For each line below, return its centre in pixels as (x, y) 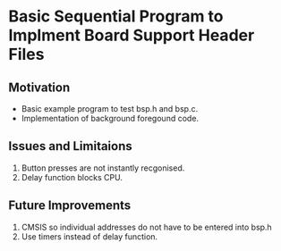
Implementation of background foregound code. (110, 118)
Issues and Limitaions (71, 146)
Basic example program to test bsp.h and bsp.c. (110, 109)
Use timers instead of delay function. (89, 236)
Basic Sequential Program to (116, 17)
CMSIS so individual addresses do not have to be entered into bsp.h (146, 227)
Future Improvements (70, 206)
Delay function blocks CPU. (72, 177)
